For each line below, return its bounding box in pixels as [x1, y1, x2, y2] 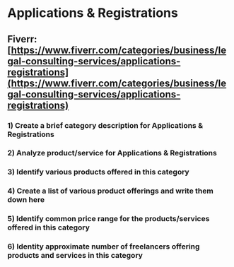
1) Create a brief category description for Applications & [7, 120, 204, 130]
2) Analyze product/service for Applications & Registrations [7, 148, 217, 158]
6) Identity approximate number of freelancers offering [7, 242, 200, 251]
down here [7, 195, 45, 205]
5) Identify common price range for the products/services [7, 214, 210, 224]
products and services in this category [7, 251, 144, 261]
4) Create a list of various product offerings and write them [7, 186, 213, 196]
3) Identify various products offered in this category [7, 167, 189, 177]
